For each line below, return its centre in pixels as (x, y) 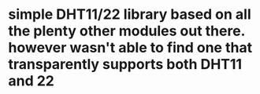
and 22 (32, 81)
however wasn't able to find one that (130, 48)
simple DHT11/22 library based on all (130, 14)
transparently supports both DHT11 (125, 65)
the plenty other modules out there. (127, 31)
